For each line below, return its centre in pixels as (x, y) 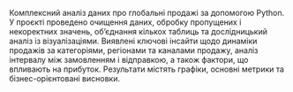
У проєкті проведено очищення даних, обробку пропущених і (125, 22)
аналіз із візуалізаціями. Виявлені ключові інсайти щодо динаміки (133, 41)
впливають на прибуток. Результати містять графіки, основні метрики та (147, 69)
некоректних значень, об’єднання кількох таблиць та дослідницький (138, 31)
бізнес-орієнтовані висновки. (65, 78)
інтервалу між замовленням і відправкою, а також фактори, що (129, 60)
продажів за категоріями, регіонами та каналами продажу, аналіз (134, 50)
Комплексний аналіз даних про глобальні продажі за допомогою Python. (147, 13)
